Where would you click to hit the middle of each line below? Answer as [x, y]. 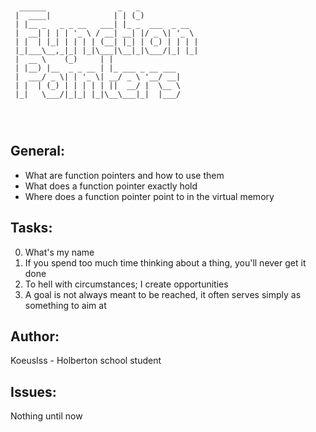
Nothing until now [46, 416]
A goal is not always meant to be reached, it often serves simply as [163, 294]
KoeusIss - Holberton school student [86, 361]
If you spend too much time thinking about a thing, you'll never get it [165, 262]
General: [38, 151]
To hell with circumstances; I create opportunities [126, 284]
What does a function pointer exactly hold [111, 186]
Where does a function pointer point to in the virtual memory [149, 196]
